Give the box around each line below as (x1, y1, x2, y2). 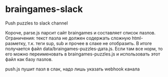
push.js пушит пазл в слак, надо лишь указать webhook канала (5, 66, 140, 72)
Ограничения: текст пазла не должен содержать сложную (5, 35, 131, 41)
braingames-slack (5, 3, 83, 15)
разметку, (5, 40, 27, 46)
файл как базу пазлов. (5, 56, 53, 62)
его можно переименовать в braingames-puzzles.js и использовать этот (5, 51, 160, 57)
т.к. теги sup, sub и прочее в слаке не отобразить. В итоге (27, 40, 152, 46)
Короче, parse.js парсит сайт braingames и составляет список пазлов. (5, 29, 156, 35)
